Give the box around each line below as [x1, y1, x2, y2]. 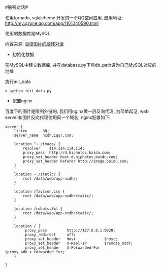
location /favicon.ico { [14, 189, 65, 194]
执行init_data [5, 78, 31, 84]
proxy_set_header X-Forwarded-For [25, 245, 100, 250]
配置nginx [12, 98, 32, 104]
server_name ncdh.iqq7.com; [14, 133, 74, 138]
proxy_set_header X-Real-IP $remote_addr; [25, 241, 133, 246]
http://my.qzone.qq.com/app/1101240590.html [5, 20, 99, 26]
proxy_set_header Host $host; [25, 236, 118, 241]
